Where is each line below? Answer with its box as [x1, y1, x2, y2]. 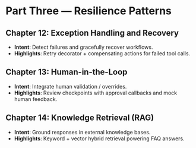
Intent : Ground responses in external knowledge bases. [14, 128, 151, 136]
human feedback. [14, 95, 58, 102]
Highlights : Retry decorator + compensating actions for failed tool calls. [14, 50, 191, 57]
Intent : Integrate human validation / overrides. [14, 83, 127, 90]
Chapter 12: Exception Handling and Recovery [5, 28, 179, 38]
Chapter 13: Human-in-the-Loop [5, 67, 128, 77]
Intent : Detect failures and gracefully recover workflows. [14, 43, 153, 51]
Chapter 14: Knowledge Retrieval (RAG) [5, 113, 154, 123]
